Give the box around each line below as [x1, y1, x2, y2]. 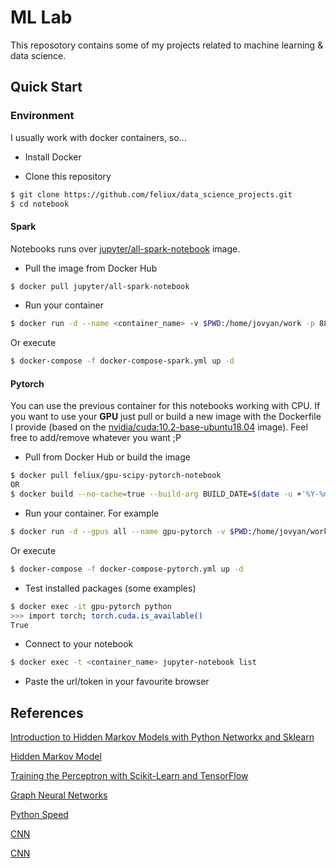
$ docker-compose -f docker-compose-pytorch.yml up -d [10, 564, 244, 574]
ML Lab [10, 6, 73, 29]
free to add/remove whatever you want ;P [10, 432, 182, 444]
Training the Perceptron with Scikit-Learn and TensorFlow [10, 770, 249, 782]
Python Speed [10, 809, 69, 821]
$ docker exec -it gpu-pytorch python [10, 601, 172, 611]
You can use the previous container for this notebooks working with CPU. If [10, 400, 321, 412]
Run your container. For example [24, 507, 160, 520]
